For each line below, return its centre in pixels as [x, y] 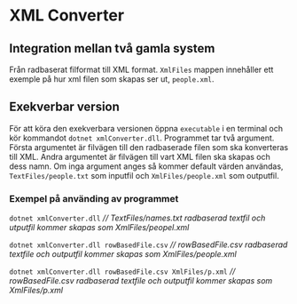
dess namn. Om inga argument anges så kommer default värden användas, [146, 166]
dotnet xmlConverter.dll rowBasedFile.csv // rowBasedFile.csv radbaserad [148, 244]
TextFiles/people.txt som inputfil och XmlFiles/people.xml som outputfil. [144, 175]
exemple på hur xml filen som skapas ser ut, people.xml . [112, 79]
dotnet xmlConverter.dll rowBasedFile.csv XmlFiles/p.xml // [122, 271]
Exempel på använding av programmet [94, 198]
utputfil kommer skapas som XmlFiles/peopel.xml [99, 228]
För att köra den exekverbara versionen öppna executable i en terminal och [146, 128]
